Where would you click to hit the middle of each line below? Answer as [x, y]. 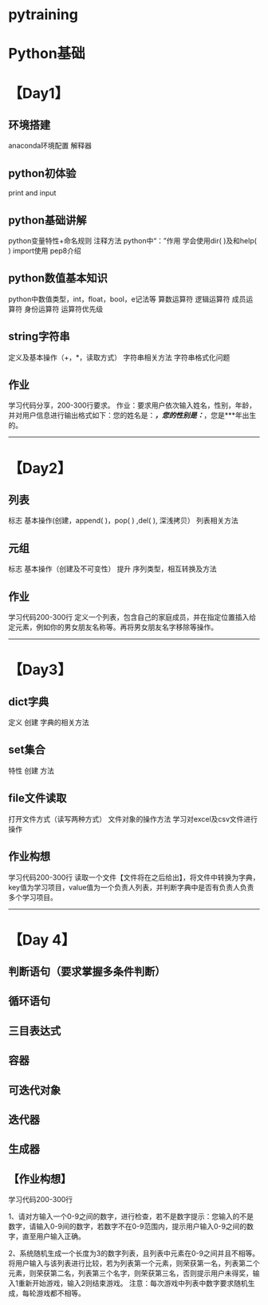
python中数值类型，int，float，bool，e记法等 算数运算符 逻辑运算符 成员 [127, 299]
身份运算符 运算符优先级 [63, 309]
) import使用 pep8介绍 [45, 250]
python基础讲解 [47, 220]
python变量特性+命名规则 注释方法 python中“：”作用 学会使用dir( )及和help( [133, 240]
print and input [32, 193]
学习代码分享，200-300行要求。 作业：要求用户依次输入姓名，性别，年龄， [132, 405]
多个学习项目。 [33, 897]
